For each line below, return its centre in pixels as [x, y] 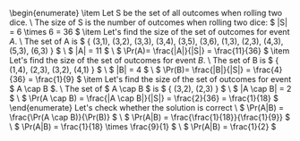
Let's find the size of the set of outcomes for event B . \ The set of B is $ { [144, 60]
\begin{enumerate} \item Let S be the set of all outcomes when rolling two [146, 13]
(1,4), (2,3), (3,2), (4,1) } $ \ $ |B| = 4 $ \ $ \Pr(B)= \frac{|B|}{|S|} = [130, 70]
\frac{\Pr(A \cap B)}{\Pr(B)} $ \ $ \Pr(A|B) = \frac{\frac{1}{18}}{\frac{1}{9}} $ [150, 117]
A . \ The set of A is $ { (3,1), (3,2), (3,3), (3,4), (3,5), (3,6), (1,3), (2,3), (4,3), [146, 41]
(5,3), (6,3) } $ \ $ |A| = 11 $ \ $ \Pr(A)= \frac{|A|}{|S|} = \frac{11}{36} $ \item [150, 51]
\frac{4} [268, 70]
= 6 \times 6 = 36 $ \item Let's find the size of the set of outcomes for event [150, 32]
